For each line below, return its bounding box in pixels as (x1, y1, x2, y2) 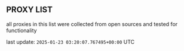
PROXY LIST (6, 5, 53, 15)
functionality (6, 27, 37, 34)
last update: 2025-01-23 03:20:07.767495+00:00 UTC (6, 38, 135, 45)
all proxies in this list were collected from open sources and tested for (6, 20, 178, 27)
